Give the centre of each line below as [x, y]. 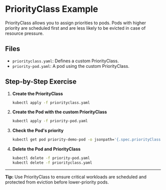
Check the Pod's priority [38, 131]
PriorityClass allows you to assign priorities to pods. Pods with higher [76, 23]
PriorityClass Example [52, 9]
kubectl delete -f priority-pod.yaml [51, 158]
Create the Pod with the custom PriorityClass [60, 112]
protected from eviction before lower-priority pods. [57, 182]
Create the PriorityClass [38, 94]
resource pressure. [24, 33]
